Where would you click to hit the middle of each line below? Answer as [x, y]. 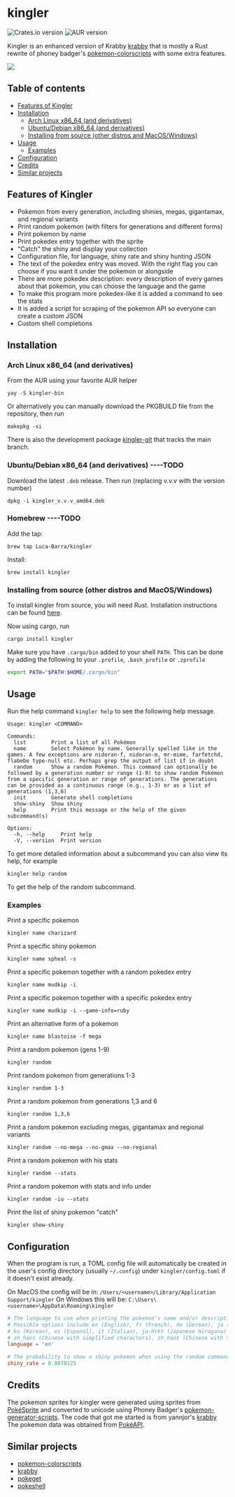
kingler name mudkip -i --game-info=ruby [69, 1011]
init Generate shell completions [73, 797]
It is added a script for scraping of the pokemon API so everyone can [117, 308]
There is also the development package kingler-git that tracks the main [109, 440]
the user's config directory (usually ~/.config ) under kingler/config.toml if [116, 1271]
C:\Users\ [143, 1300]
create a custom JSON [50, 316]
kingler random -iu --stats [48, 1199]
